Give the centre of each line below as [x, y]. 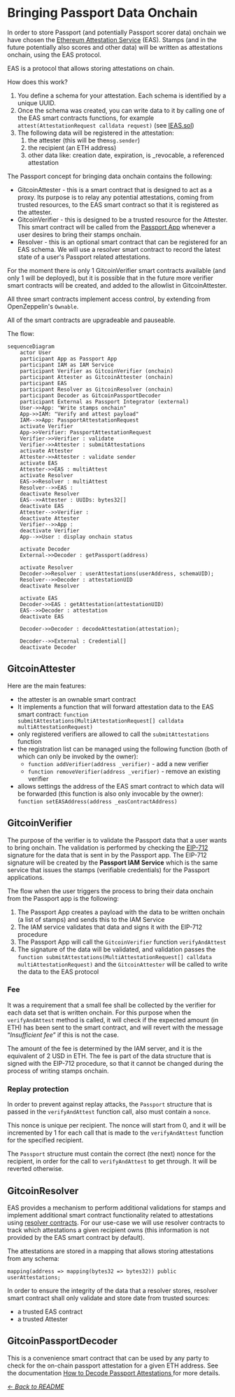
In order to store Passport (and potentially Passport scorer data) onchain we [117, 32]
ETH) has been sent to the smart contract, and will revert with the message [115, 1027]
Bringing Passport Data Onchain [102, 13]
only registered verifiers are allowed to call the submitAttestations [113, 734]
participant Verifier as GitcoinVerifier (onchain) [97, 371]
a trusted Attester [43, 1319]
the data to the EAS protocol [58, 971]
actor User [36, 352]
